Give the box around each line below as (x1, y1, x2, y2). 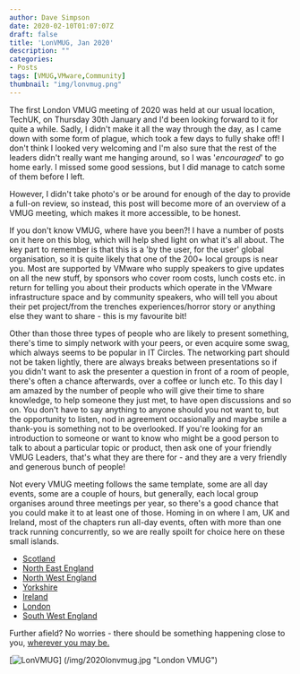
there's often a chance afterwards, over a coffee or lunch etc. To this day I (9, 376, 283, 386)
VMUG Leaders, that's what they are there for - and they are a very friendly (9, 452, 287, 462)
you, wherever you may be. (9, 637, 110, 648)
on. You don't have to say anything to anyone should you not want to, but (9, 404, 279, 415)
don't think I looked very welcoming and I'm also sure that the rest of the (9, 143, 278, 153)
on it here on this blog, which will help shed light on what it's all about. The (9, 234, 285, 245)
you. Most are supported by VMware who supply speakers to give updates (9, 263, 285, 273)
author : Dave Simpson (9, 13, 90, 22)
